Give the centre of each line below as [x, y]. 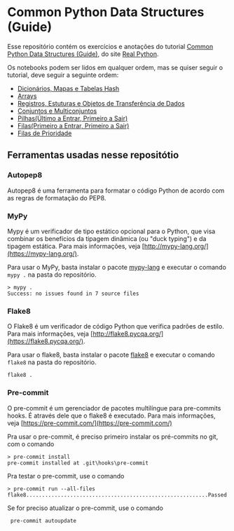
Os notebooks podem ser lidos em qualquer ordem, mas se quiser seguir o [115, 67]
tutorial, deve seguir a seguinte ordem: [63, 75]
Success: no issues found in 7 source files [73, 294]
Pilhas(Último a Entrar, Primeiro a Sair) [73, 118]
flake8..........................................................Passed [117, 495]
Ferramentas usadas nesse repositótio [93, 155]
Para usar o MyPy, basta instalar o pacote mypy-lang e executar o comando [117, 267]
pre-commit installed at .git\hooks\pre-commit [78, 463]
